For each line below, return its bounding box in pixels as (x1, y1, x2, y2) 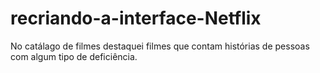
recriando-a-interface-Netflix (10, 7, 262, 30)
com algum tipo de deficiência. (10, 50, 138, 62)
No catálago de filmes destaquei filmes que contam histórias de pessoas (10, 40, 310, 52)
